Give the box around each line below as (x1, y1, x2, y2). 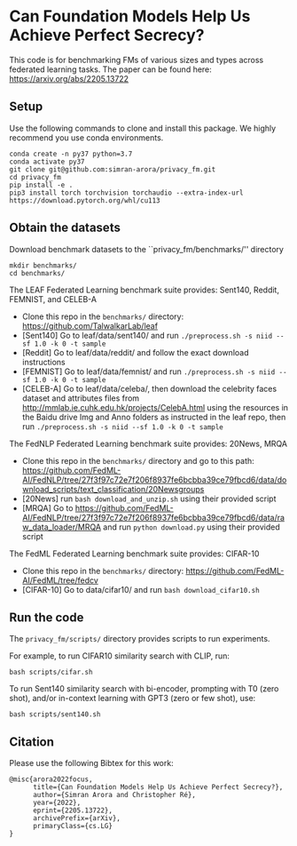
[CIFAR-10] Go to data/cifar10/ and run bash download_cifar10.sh (21, 584, 260, 595)
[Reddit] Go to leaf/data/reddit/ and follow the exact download (21, 347, 249, 357)
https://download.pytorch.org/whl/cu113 (9, 196, 161, 205)
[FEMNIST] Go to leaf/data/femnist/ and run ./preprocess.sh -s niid (21, 366, 276, 377)
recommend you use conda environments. (9, 132, 164, 143)
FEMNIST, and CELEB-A (9, 293, 98, 304)
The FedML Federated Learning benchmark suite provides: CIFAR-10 (9, 548, 260, 559)
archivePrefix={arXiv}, (32, 814, 121, 823)
